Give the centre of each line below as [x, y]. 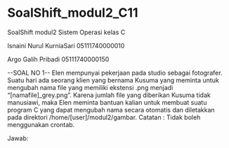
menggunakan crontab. [41, 124]
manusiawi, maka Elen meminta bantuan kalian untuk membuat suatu [107, 102]
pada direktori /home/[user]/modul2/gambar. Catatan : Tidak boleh [104, 117]
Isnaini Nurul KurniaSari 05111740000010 [66, 45]
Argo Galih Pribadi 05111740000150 [58, 59]
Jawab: [18, 138]
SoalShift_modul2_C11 [73, 13]
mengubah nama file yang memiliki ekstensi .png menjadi [90, 87]
